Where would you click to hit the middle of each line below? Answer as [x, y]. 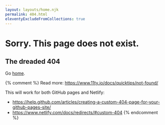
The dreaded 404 [33, 62]
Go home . [15, 73]
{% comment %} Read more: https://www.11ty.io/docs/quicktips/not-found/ [82, 83]
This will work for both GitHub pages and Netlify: [55, 92]
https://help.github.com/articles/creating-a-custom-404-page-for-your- [86, 102]
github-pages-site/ [31, 107]
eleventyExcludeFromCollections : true [45, 19]
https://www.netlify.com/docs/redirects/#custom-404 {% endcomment [85, 113]
